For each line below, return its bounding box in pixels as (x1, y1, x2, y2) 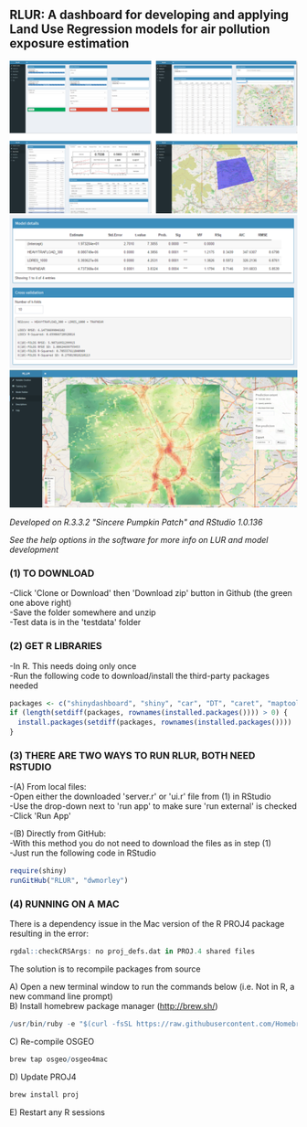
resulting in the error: (9, 928, 90, 940)
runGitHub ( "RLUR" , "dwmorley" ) (9, 877, 129, 886)
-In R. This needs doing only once (9, 660, 137, 671)
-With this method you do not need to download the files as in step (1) (9, 838, 271, 849)
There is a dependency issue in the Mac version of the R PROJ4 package (9, 919, 285, 930)
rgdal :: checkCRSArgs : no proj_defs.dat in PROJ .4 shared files (9, 947, 256, 956)
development (9, 544, 59, 555)
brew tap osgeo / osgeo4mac (9, 1055, 108, 1064)
